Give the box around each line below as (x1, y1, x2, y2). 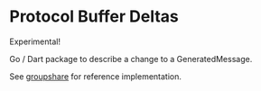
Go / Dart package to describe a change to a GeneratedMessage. (9, 53, 253, 64)
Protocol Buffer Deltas (9, 6, 179, 27)
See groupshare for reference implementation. (9, 70, 182, 82)
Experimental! (9, 36, 61, 47)
